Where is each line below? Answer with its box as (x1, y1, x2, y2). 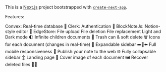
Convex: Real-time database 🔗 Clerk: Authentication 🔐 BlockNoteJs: (5, 23, 144, 29)
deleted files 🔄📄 (5, 62, 38, 67)
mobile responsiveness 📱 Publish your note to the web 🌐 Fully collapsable (5, 49, 156, 54)
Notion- (144, 23, 161, 29)
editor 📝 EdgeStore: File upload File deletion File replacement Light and (16, 29, 161, 34)
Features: (5, 14, 25, 19)
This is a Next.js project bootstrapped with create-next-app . (5, 4, 128, 10)
